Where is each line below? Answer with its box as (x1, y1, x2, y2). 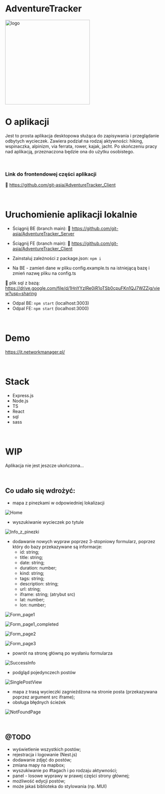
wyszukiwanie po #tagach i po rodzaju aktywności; (12, 767, 118, 773)
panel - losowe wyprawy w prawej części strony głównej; (12, 773, 130, 779)
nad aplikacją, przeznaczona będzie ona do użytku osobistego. (5, 148, 135, 154)
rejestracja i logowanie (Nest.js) (12, 751, 78, 757)
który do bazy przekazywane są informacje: (12, 544, 103, 550)
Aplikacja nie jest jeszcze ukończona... (5, 462, 84, 468)
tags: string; (19, 575, 45, 581)
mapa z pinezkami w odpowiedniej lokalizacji (12, 500, 105, 506)
